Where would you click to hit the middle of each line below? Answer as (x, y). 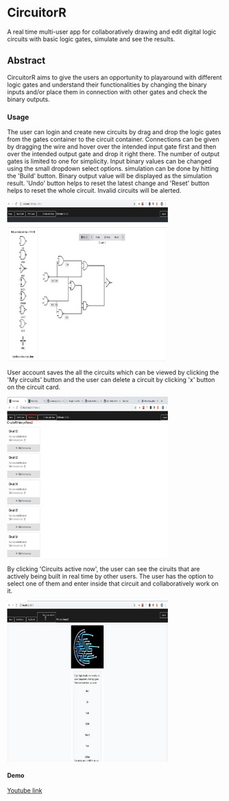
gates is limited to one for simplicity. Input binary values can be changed (109, 161)
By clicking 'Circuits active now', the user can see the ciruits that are (104, 569)
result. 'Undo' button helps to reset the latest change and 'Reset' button (108, 183)
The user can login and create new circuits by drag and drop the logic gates (114, 132)
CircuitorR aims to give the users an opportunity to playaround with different (114, 77)
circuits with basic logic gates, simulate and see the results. (91, 39)
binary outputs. (28, 99)
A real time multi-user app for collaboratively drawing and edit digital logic (112, 32)
